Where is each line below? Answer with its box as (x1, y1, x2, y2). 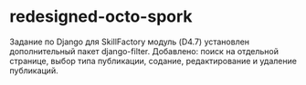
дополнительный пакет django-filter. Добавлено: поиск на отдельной (9, 45, 279, 56)
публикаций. (9, 65, 58, 76)
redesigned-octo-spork (9, 6, 194, 27)
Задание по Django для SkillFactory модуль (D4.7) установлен (9, 36, 249, 47)
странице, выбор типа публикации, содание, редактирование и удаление (9, 55, 297, 66)
